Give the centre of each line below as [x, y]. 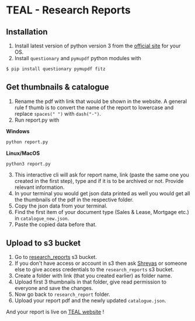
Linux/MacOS [23, 153]
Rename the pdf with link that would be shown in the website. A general [101, 101]
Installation [27, 32]
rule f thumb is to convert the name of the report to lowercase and [94, 107]
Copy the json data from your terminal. [61, 206]
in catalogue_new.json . [42, 218]
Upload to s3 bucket [43, 243]
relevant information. [39, 187]
